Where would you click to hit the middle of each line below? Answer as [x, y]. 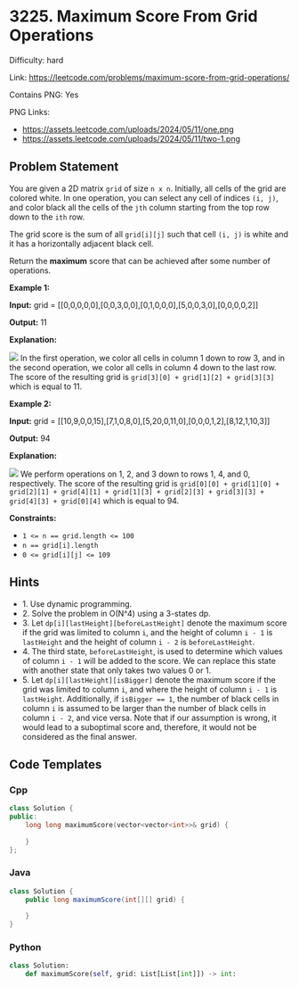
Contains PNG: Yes [44, 95]
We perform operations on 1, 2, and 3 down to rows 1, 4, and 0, [135, 474]
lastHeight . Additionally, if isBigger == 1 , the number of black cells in [150, 699]
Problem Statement [64, 167]
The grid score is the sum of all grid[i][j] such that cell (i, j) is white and [149, 234]
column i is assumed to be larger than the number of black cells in [144, 708]
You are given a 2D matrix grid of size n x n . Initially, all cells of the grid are [148, 188]
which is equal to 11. [46, 386]
